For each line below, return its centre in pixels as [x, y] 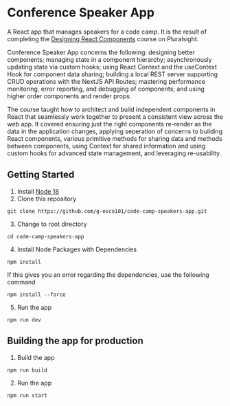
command [21, 282]
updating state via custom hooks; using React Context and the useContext [112, 67]
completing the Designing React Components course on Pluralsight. [103, 38]
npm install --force [37, 294]
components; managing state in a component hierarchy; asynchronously [110, 59]
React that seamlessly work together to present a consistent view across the [115, 116]
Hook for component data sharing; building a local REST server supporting [113, 74]
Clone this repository [47, 199]
